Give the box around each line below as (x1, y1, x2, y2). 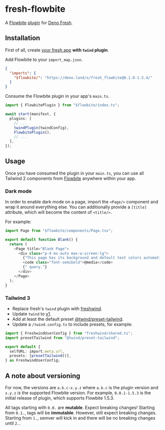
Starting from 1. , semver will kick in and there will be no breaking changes (5, 415, 156, 421)
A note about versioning (5, 372, 81, 380)
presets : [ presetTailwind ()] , (9, 353, 71, 358)
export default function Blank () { (5, 237, 78, 242)
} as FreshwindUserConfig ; (5, 358, 60, 363)
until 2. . (5, 420, 21, 426)
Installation (5, 34, 40, 42)
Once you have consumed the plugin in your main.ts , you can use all (5, 170, 144, 176)
